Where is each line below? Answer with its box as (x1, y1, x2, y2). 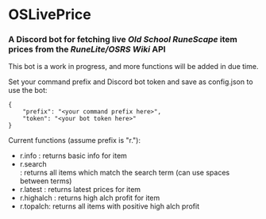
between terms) (19, 176, 72, 186)
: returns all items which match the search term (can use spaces (19, 168, 230, 178)
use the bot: (8, 86, 48, 95)
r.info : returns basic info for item (19, 151, 127, 160)
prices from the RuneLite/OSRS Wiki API (8, 44, 166, 55)
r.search (19, 159, 48, 169)
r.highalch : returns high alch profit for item (19, 193, 160, 203)
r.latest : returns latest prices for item (19, 185, 141, 194)
